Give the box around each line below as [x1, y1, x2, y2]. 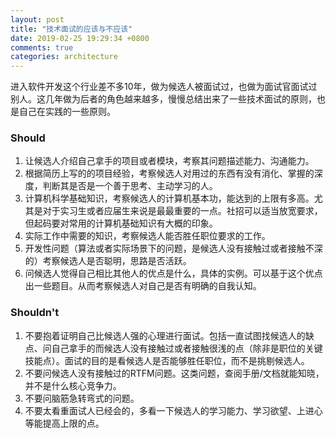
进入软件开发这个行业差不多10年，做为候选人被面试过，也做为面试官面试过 [10, 81, 318, 93]
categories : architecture [10, 52, 118, 62]
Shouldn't [10, 306, 60, 320]
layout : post [10, 14, 65, 25]
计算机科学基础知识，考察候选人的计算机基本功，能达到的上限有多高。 [24, 192, 315, 205]
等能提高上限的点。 [24, 417, 105, 429]
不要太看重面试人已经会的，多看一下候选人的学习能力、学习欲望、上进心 [24, 404, 323, 416]
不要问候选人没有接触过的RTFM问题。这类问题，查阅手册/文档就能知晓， [24, 367, 325, 379]
